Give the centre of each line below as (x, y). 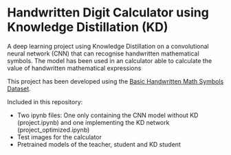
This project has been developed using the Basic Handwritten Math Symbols (115, 81)
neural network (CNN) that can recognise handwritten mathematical (103, 53)
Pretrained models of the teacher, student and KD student (99, 144)
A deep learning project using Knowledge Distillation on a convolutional (108, 46)
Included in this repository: (45, 102)
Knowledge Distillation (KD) (88, 27)
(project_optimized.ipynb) (53, 130)
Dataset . (19, 88)
